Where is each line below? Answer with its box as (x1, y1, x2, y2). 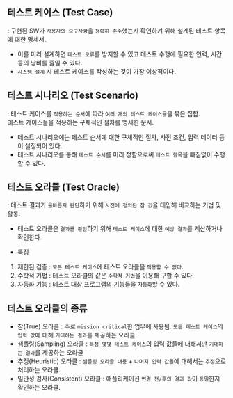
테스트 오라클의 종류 (7, 302, 88, 315)
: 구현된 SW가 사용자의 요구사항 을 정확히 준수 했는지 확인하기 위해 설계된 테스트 (7, 26, 214, 35)
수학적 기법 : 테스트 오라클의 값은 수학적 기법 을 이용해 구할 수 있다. (17, 271, 195, 280)
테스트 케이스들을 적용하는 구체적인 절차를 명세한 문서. (7, 118, 154, 127)
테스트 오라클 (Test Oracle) (7, 182, 120, 193)
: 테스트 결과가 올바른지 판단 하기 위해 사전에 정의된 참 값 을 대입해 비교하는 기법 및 (7, 201, 221, 209)
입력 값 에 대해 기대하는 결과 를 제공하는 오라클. (17, 331, 138, 340)
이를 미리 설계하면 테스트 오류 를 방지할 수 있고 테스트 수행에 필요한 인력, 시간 (17, 49, 223, 58)
